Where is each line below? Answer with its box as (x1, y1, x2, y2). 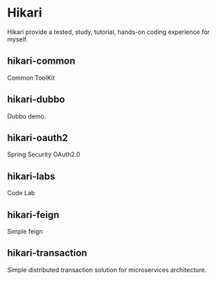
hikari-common (7, 55, 76, 67)
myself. (7, 35, 28, 43)
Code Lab (7, 189, 35, 197)
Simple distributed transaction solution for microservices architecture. (7, 265, 207, 274)
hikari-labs (7, 170, 55, 182)
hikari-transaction (7, 247, 88, 259)
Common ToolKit (7, 73, 55, 82)
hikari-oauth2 (7, 132, 68, 143)
